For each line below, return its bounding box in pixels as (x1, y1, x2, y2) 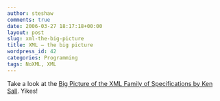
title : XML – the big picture (7, 42, 94, 48)
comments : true (7, 16, 51, 23)
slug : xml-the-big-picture (7, 35, 84, 42)
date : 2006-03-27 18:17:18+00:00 (7, 23, 103, 29)
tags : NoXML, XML (7, 61, 57, 68)
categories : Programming (7, 55, 78, 61)
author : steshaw (7, 10, 53, 17)
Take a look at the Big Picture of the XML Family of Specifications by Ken (7, 79, 213, 87)
